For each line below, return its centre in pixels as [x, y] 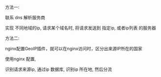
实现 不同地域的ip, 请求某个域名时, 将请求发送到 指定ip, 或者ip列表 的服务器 [80, 28]
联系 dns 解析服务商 [25, 18]
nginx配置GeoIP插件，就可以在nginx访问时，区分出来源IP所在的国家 [74, 48]
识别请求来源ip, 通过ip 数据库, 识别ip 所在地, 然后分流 [58, 69]
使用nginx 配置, [21, 59]
